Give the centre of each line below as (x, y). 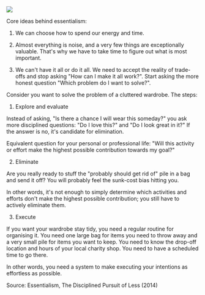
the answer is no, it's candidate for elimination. (65, 132)
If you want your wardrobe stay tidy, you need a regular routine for (90, 229)
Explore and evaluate (42, 106)
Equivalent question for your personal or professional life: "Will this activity (100, 143)
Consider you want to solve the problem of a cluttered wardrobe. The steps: (102, 95)
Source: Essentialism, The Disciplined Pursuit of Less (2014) (82, 285)
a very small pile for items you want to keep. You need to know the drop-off (102, 242)
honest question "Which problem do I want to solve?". (83, 83)
